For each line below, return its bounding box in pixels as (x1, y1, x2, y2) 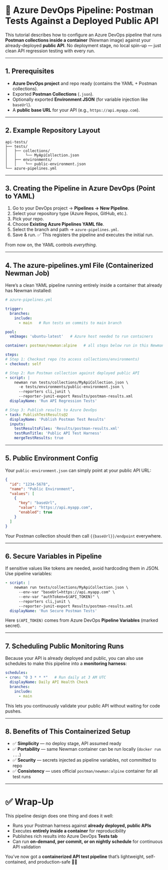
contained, (5, 859, 27, 865)
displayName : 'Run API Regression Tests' (9, 399, 97, 404)
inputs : (9, 421, 26, 427)
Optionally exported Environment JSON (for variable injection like (12, 96, 148, 102)
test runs (12, 774, 31, 780)
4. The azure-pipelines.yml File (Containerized (5, 261, 153, 270)
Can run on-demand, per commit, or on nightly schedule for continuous (12, 838, 163, 844)
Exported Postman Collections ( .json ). (12, 91, 94, 97)
